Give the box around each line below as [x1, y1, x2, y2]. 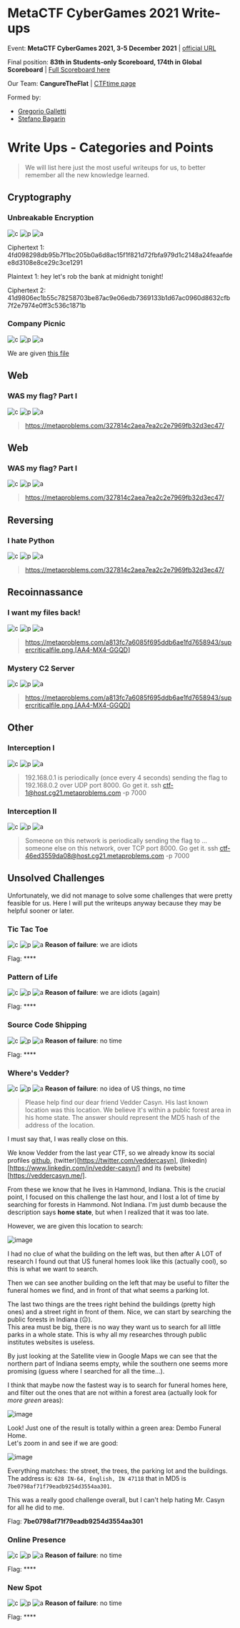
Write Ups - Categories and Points [7, 139, 214, 156]
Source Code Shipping [7, 1020, 87, 1030]
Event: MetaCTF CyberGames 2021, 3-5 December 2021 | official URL [7, 44, 216, 52]
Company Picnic [7, 319, 66, 329]
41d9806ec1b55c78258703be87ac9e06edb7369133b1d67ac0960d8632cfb [7, 293, 231, 302]
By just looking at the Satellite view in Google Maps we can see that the [7, 1351, 218, 1360]
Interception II [7, 806, 57, 816]
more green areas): [7, 1396, 64, 1404]
